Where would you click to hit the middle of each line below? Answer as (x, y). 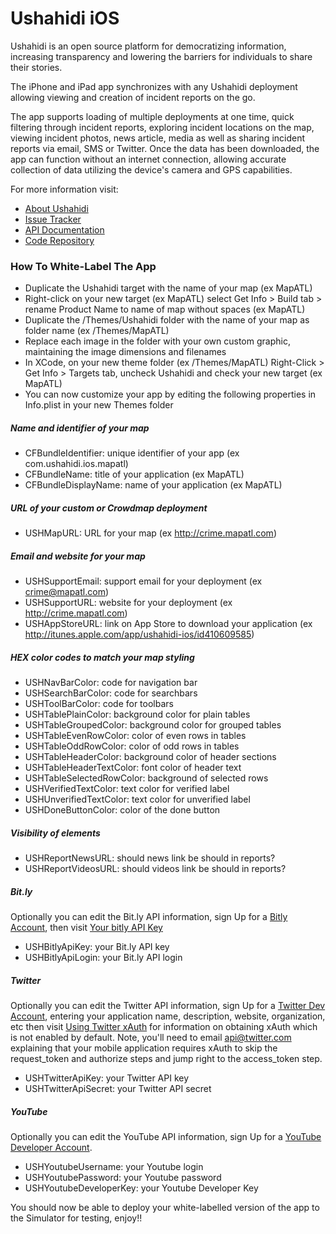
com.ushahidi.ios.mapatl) (76, 464)
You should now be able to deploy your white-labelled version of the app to (165, 1207)
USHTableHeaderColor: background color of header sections (150, 757)
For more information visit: (64, 189)
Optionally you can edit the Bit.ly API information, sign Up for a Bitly (149, 917)
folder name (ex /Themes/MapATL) (97, 331)
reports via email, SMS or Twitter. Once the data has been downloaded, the (165, 148)
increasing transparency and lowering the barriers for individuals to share (161, 56)
